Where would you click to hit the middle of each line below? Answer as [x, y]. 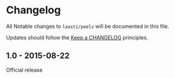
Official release [24, 70]
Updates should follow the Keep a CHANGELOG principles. [77, 37]
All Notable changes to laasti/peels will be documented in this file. [87, 26]
